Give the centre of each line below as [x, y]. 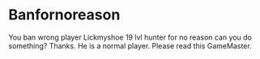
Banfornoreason [64, 15]
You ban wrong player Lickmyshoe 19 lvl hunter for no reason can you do [130, 37]
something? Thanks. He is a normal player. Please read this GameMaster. [130, 45]
